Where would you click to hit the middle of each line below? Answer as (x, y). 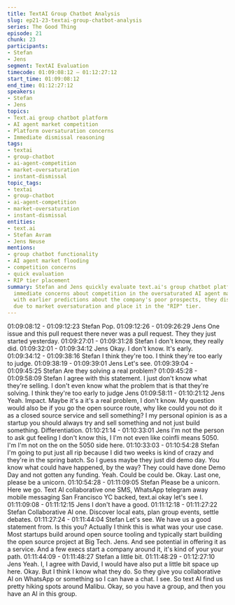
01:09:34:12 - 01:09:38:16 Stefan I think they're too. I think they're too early (115, 356)
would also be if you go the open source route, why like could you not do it (115, 408)
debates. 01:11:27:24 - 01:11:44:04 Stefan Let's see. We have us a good (109, 519)
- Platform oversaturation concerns (60, 131)
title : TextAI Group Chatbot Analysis (64, 14)
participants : (28, 46)
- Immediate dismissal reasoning (56, 137)
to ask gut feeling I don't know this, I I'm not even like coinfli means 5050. (113, 437)
